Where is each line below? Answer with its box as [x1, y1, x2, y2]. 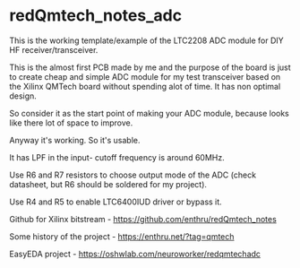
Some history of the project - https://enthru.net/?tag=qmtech [9, 230, 235, 242]
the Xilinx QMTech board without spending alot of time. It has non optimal [9, 81, 281, 91]
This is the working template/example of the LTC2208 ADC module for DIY [9, 35, 284, 46]
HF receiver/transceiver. [9, 44, 99, 55]
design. [9, 91, 38, 101]
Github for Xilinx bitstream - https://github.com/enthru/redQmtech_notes [9, 213, 278, 224]
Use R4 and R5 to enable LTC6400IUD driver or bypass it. [9, 196, 222, 207]
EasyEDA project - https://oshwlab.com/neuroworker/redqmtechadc [9, 248, 261, 259]
